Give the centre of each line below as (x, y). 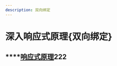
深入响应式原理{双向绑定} (59, 37)
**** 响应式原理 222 (36, 57)
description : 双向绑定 (28, 10)
